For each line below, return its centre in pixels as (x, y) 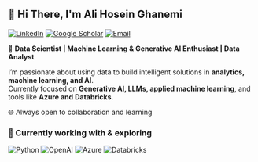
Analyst (21, 56)
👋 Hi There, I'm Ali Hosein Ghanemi (95, 14)
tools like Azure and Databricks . (61, 97)
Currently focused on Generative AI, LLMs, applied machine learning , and (129, 88)
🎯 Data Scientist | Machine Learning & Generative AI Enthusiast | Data (124, 49)
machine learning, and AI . (51, 80)
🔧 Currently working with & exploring (80, 132)
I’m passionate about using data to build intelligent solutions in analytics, (127, 72)
